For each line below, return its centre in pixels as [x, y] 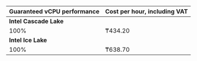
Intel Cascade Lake [36, 21]
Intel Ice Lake [28, 40]
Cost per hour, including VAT [146, 11]
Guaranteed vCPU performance [54, 11]
